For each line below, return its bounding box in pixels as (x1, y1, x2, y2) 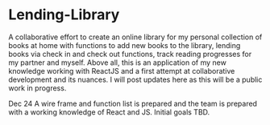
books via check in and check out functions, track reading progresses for (8, 49, 252, 58)
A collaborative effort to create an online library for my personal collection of (8, 32, 263, 42)
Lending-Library (8, 6, 120, 24)
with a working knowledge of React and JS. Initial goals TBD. (8, 107, 210, 117)
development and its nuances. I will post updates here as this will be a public (8, 75, 263, 84)
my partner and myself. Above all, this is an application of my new (8, 58, 227, 67)
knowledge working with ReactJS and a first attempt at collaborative (8, 66, 235, 75)
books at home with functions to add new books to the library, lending (8, 40, 241, 50)
